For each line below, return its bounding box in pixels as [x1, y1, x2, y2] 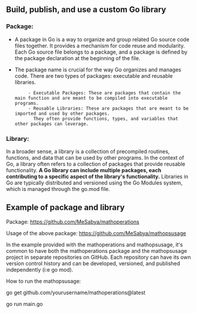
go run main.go [6, 300, 43, 307]
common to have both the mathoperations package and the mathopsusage [6, 247, 187, 254]
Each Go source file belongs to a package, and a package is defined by [14, 48, 188, 55]
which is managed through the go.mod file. [6, 185, 111, 192]
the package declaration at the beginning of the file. [14, 54, 141, 61]
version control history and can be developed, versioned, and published [6, 259, 181, 267]
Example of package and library [6, 203, 125, 213]
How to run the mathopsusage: [6, 277, 81, 285]
